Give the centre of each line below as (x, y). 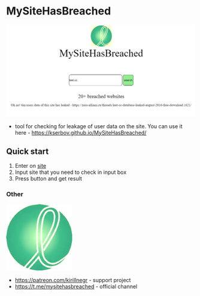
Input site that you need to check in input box (71, 172)
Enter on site (31, 166)
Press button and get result (49, 179)
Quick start (28, 151)
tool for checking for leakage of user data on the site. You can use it (99, 126)
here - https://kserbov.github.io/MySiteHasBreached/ (81, 132)
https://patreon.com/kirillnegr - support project (73, 280)
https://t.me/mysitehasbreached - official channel (76, 286)
